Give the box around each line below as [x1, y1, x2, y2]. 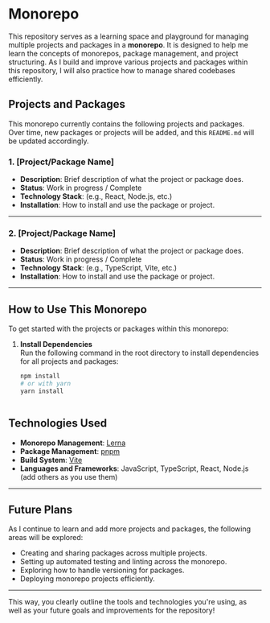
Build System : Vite [19, 455, 83, 464]
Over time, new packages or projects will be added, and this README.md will [8, 127, 255, 137]
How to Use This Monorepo [8, 303, 147, 316]
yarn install [19, 387, 64, 395]
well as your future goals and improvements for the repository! [8, 605, 215, 616]
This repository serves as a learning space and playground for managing [8, 31, 249, 41]
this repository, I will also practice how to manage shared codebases [8, 65, 235, 75]
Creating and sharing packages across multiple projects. [19, 548, 207, 558]
